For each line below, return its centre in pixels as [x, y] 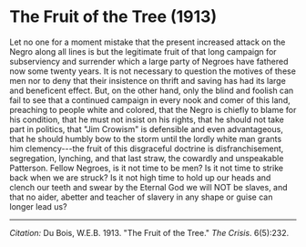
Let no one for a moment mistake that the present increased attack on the [148, 42]
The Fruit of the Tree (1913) [113, 17]
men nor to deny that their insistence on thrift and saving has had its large [148, 80]
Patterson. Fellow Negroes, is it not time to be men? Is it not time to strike [147, 168]
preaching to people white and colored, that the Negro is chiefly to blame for [153, 109]
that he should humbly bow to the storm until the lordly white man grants [146, 139]
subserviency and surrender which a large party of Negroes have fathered [149, 61]
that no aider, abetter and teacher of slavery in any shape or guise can [141, 197]
